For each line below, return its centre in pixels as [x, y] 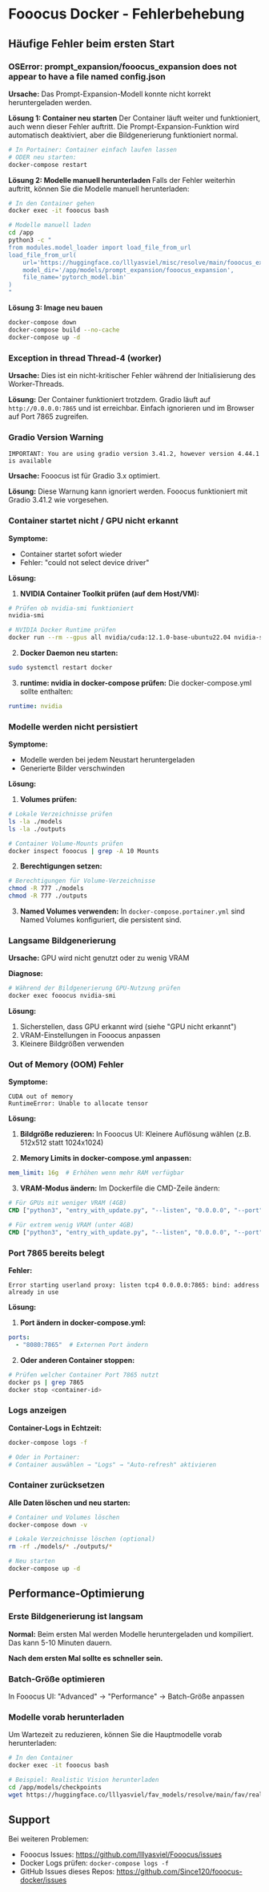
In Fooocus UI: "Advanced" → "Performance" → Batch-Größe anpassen [126, 1696]
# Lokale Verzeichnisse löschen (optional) [82, 1539]
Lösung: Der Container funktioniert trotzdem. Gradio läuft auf [109, 399]
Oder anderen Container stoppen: [77, 1360]
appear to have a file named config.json [87, 76]
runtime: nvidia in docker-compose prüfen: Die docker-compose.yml [136, 682]
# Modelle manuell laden [50, 226]
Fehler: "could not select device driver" [84, 562]
